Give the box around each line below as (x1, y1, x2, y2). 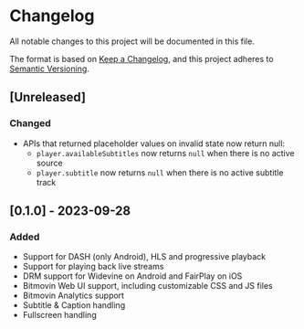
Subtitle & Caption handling (22, 300, 126, 311)
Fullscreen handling (22, 310, 98, 321)
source (36, 157, 63, 168)
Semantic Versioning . (9, 63, 89, 74)
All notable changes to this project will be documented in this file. (9, 36, 256, 47)
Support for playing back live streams (22, 261, 164, 272)
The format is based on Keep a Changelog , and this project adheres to (9, 53, 274, 64)
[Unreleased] (9, 90, 87, 105)
